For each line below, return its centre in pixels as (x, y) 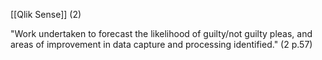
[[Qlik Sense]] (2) (46, 14)
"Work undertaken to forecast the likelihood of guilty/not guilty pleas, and (161, 33)
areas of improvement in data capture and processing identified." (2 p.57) (161, 44)
